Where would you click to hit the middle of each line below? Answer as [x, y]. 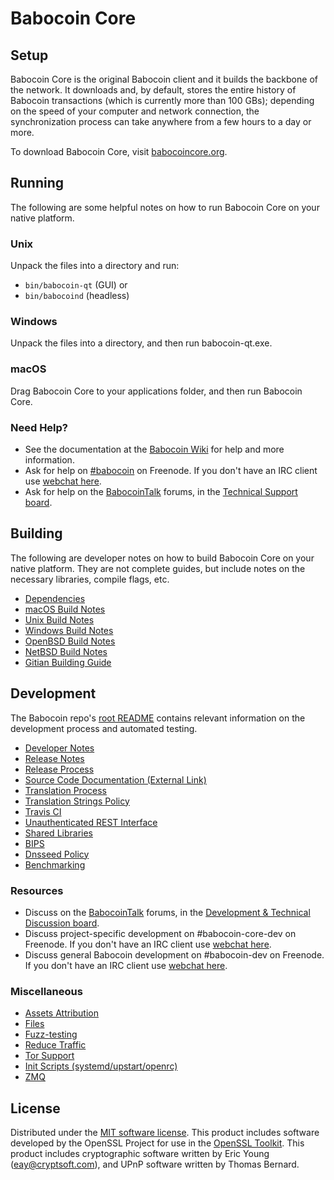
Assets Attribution [61, 1013]
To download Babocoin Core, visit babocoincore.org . [119, 151]
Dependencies [55, 598]
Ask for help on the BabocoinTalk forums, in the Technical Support [161, 491]
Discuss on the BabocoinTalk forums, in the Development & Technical [167, 912]
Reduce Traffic [55, 1045]
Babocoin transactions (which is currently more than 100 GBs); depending [162, 100]
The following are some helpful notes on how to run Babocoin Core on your [165, 207]
